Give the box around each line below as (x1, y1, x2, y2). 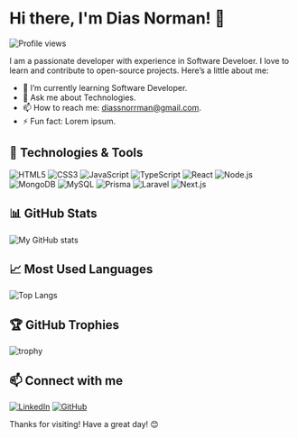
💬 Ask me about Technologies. (22, 92, 136, 103)
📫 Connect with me (9, 373, 124, 388)
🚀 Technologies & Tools (9, 145, 144, 160)
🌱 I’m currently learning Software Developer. (22, 82, 188, 93)
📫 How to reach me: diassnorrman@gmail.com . (22, 102, 201, 113)
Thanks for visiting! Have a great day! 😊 (9, 419, 160, 429)
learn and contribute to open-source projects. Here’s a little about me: (9, 65, 269, 76)
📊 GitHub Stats (9, 206, 98, 222)
